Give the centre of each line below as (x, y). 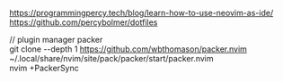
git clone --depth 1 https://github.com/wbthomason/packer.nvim (128, 49)
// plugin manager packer (56, 40)
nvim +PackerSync (44, 68)
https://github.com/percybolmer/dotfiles (84, 22)
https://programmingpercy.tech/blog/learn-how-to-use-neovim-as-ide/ (141, 13)
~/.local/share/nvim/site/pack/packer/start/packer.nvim (111, 58)
